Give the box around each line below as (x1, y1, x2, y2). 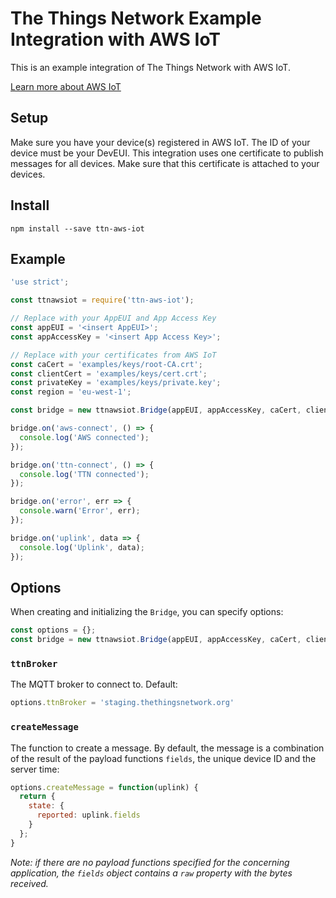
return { (19, 792, 56, 802)
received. (10, 877, 49, 889)
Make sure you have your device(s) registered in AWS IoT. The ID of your (10, 136, 311, 148)
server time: (10, 763, 60, 775)
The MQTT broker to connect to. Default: (10, 678, 178, 691)
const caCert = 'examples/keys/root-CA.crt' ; (10, 359, 203, 369)
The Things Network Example (10, 7, 262, 30)
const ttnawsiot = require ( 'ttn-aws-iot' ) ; (10, 295, 195, 306)
